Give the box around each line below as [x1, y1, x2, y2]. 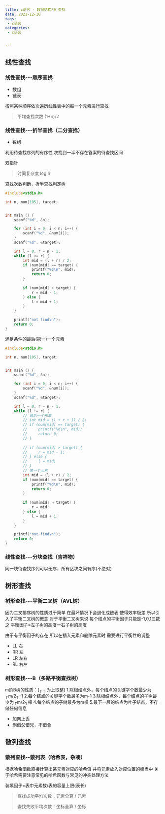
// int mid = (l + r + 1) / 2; [23, 418, 87, 423]
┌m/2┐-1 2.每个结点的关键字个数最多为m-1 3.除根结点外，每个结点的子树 [5, 693, 153, 699]
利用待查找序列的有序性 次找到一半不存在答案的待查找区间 [5, 149, 123, 155]
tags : [5, 16, 16, 21]
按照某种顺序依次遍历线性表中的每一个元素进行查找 [5, 103, 109, 109]
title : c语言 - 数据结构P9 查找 [5, 7, 66, 12]
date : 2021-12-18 [5, 12, 41, 17]
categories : [5, 26, 30, 31]
